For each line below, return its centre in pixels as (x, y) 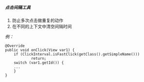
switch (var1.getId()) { (39, 63)
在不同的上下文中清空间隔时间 (42, 26)
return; (39, 58)
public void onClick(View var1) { (40, 50)
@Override (15, 46)
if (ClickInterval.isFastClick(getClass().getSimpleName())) (77, 54)
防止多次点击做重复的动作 (38, 20)
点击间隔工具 (18, 7)
